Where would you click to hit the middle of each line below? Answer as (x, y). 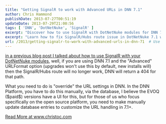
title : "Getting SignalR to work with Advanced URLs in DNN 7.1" (74, 10)
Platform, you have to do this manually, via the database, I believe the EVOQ (82, 91)
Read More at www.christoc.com (39, 117)
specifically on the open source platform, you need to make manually (75, 102)
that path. (15, 76)
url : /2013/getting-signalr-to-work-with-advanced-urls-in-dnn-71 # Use (83, 42)
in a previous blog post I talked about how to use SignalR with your (73, 56)
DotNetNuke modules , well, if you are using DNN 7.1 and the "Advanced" (79, 61)
